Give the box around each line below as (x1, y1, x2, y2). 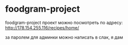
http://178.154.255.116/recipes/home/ (5, 24, 79, 30)
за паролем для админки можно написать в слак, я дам (5, 34, 123, 40)
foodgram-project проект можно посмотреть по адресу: (5, 20, 123, 25)
